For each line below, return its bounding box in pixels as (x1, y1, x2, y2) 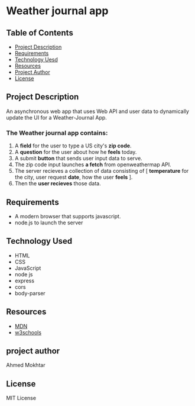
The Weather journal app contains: (6, 128, 108, 137)
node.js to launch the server (14, 219, 83, 226)
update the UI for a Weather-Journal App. (6, 114, 108, 121)
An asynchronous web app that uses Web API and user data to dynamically (6, 108, 189, 115)
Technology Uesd (14, 56, 58, 63)
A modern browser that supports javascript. (14, 212, 121, 220)
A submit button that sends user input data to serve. (14, 155, 143, 162)
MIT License (6, 395, 37, 402)
